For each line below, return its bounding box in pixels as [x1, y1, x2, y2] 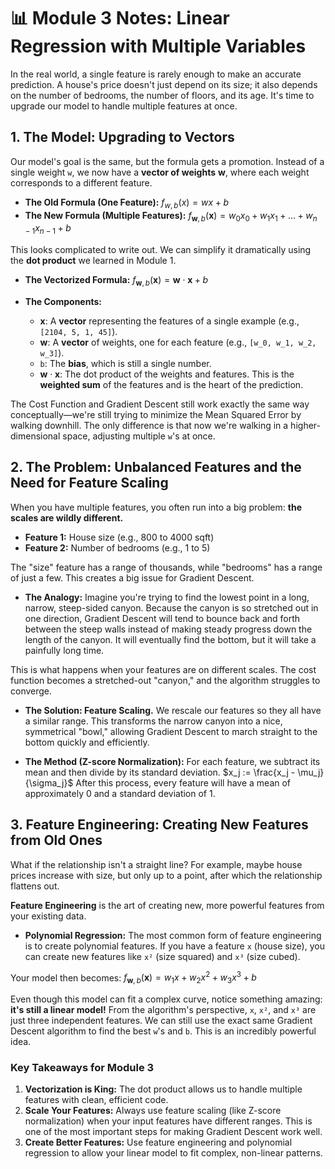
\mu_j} [297, 766, 325, 778]
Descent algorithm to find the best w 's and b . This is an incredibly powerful [10, 1025, 317, 1037]
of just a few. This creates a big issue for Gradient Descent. [10, 571, 255, 584]
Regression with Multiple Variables [10, 35, 307, 58]
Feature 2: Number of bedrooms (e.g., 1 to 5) [24, 541, 211, 554]
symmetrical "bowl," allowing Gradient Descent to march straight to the [24, 725, 318, 737]
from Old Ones [10, 832, 103, 849]
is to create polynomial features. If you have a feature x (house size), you [24, 940, 325, 952]
